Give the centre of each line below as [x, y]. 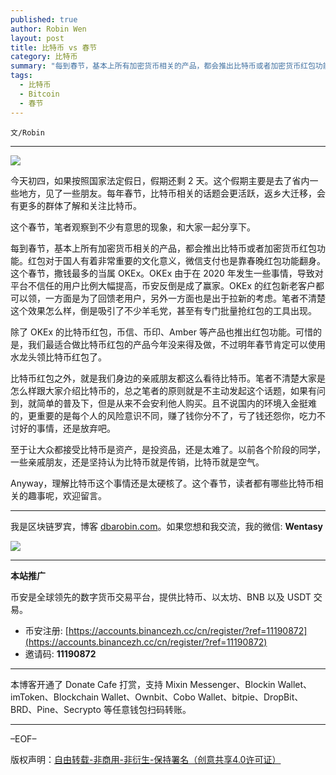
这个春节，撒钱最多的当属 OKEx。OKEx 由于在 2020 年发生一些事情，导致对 [167, 273]
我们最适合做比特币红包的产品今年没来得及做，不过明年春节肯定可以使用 [176, 344]
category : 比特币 [44, 57]
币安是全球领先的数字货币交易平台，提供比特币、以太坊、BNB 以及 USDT [161, 597]
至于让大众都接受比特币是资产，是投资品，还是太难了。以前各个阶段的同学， [168, 449]
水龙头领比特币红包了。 [58, 357]
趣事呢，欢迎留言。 [67, 495]
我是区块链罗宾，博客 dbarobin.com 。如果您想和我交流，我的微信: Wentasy [166, 526]
